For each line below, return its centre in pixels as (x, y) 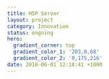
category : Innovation (38, 26)
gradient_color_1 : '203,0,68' (56, 52)
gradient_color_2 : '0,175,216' (58, 58)
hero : (15, 39)
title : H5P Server (33, 13)
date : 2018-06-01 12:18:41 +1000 (55, 65)
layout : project (30, 20)
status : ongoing (30, 33)
